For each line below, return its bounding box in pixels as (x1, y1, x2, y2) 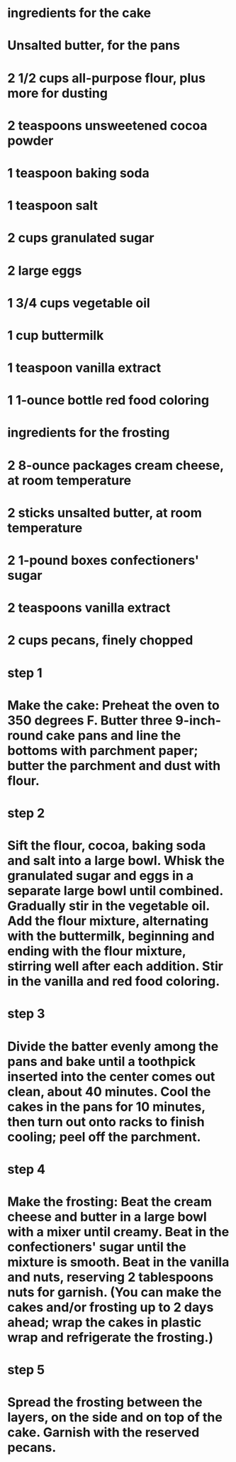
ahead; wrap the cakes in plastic (7, 1314, 202, 1330)
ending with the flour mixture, (7, 943, 186, 960)
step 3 (7, 1006, 45, 1022)
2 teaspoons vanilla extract (7, 600, 171, 616)
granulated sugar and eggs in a (7, 868, 193, 884)
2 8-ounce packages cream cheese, (7, 457, 224, 473)
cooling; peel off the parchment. (7, 1128, 201, 1145)
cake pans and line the (45, 727, 181, 743)
